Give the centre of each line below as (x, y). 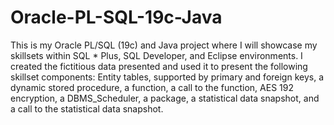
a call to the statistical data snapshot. (87, 108)
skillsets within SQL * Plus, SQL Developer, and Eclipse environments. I (156, 55)
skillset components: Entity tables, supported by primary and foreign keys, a (167, 77)
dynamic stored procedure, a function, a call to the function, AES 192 (152, 87)
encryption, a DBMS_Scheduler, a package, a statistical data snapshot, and (165, 98)
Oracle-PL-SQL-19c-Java (116, 17)
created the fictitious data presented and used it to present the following (159, 66)
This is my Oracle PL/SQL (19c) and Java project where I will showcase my (164, 45)
